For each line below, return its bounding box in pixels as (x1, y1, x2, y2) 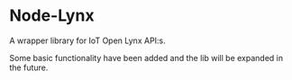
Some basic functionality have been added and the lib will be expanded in (9, 52, 284, 63)
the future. (9, 62, 49, 73)
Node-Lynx (9, 5, 95, 26)
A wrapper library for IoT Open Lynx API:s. (9, 35, 167, 46)
